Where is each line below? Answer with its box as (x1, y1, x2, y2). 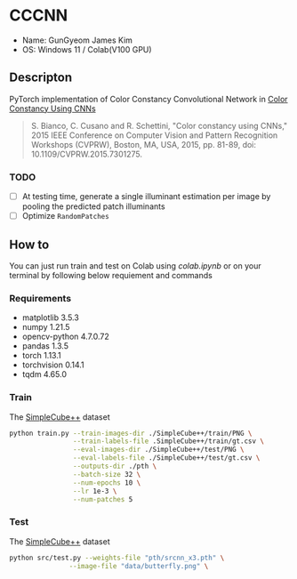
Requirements (9, 292, 72, 304)
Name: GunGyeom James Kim (21, 35, 133, 45)
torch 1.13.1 (21, 350, 61, 361)
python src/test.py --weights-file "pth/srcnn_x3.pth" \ (9, 553, 225, 562)
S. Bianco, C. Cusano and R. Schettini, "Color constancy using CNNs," (30, 120, 288, 131)
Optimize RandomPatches (21, 211, 109, 221)
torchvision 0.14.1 (21, 359, 84, 370)
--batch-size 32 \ (72, 470, 141, 478)
